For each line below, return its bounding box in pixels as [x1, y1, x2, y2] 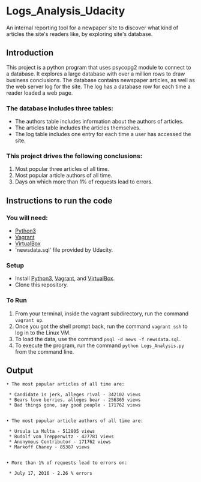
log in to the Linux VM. [14, 329, 71, 336]
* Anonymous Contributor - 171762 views [8, 439, 112, 445]
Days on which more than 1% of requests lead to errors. [14, 178, 153, 185]
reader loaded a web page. [6, 89, 73, 97]
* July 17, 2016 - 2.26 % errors [8, 471, 93, 477]
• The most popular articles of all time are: [6, 381, 125, 387]
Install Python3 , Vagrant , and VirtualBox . [14, 275, 115, 282]
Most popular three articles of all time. [14, 165, 109, 173]
